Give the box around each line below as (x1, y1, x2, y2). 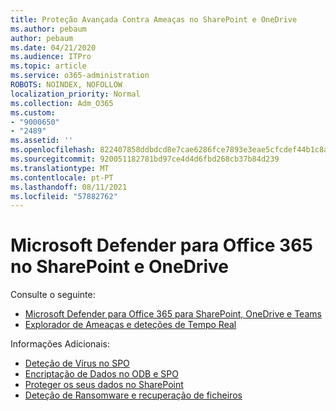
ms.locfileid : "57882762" (10, 191, 118, 201)
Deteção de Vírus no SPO (24, 357, 130, 370)
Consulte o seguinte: (10, 289, 96, 301)
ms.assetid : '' (10, 136, 74, 146)
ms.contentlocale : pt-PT (10, 172, 114, 183)
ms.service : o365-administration (10, 71, 150, 81)
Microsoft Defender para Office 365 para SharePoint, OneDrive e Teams (24, 308, 322, 320)
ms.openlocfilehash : (10, 145, 97, 155)
